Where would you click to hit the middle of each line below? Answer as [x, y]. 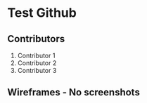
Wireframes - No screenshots [74, 92]
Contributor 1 [36, 55]
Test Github [42, 13]
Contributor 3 [37, 70]
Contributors [36, 39]
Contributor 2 [37, 63]
